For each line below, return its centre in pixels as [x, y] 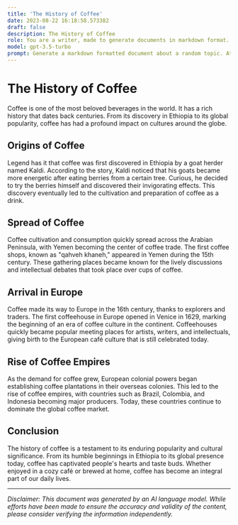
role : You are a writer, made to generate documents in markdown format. [119, 40]
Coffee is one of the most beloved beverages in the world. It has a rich [110, 108]
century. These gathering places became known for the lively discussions [115, 262]
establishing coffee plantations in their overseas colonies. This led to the [113, 387]
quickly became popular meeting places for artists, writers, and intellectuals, [119, 332]
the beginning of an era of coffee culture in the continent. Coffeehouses [112, 324]
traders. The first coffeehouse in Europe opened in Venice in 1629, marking [117, 317]
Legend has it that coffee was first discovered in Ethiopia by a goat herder [115, 162]
